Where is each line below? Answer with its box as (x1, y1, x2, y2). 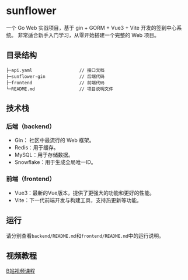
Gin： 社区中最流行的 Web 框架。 (14, 136, 95, 144)
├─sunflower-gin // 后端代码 (6, 73, 105, 80)
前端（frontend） (6, 175, 55, 183)
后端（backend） (6, 122, 55, 131)
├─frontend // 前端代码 (6, 80, 105, 86)
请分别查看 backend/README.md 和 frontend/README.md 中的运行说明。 (6, 232, 165, 239)
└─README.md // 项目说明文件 (6, 86, 114, 92)
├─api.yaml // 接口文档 (6, 67, 105, 73)
